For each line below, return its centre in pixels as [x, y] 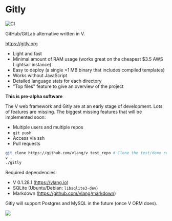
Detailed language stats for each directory [57, 81]
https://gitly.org [21, 43]
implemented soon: [26, 117]
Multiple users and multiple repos [48, 127]
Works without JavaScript [40, 75]
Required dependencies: [31, 172]
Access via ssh [29, 138]
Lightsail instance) [32, 64]
